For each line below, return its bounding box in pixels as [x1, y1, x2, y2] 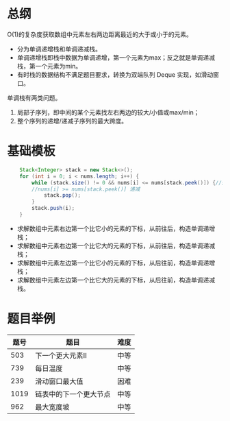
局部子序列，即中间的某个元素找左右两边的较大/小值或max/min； [16, 108, 200, 117]
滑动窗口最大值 [35, 376, 84, 386]
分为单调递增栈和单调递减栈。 [16, 45, 101, 53]
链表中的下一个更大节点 [35, 389, 111, 398]
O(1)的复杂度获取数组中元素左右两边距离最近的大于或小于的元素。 [7, 30, 193, 38]
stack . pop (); [43, 192, 81, 199]
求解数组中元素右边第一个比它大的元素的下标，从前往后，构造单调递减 [16, 241, 216, 250]
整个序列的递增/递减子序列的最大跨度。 [16, 117, 128, 125]
